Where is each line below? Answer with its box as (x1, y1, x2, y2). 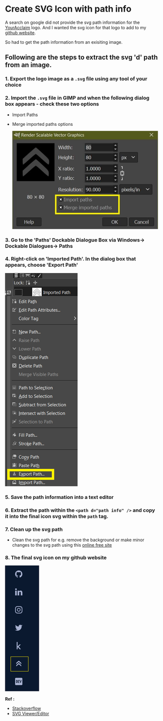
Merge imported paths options (12, 121, 73, 127)
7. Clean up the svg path (5, 526, 63, 532)
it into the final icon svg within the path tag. (5, 513, 109, 519)
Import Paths (12, 112, 38, 118)
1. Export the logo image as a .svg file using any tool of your (5, 75, 147, 82)
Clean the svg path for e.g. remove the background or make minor (12, 537, 145, 543)
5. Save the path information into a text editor (5, 494, 114, 500)
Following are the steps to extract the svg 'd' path (5, 53, 158, 62)
